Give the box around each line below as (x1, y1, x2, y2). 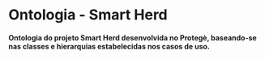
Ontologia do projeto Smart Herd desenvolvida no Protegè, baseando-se (8, 32, 257, 42)
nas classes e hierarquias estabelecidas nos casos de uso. (8, 41, 211, 51)
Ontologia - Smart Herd (8, 6, 168, 24)
